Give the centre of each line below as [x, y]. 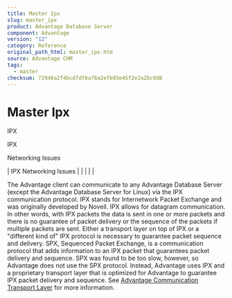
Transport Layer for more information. [61, 288]
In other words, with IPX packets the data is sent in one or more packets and [116, 214]
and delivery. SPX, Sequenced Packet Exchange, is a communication [105, 243]
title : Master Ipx [34, 13]
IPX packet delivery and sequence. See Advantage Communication [103, 280]
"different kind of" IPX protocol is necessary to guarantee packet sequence [114, 236]
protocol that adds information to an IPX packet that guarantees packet [108, 251]
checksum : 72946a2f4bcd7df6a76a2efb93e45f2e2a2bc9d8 [85, 78]
